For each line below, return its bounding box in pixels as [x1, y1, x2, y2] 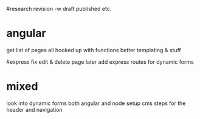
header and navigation [6, 106, 63, 113]
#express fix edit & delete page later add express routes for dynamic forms [6, 58, 195, 66]
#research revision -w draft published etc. [6, 5, 112, 12]
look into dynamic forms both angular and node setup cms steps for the [6, 100, 186, 107]
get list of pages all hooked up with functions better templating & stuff [6, 46, 181, 53]
